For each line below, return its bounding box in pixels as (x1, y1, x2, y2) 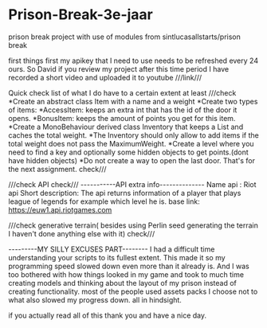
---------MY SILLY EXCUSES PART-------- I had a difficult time (8, 244, 215, 254)
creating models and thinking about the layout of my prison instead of (8, 278, 238, 287)
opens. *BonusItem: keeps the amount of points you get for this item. (8, 113, 236, 123)
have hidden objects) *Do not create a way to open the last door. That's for (8, 155, 255, 165)
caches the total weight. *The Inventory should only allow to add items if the (8, 130, 259, 140)
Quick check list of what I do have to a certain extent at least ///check (8, 88, 237, 97)
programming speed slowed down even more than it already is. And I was (8, 261, 249, 271)
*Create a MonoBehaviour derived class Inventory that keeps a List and (8, 122, 244, 131)
